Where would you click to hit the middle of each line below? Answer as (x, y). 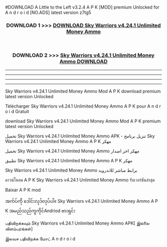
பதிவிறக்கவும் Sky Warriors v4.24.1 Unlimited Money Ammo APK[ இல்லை (78, 223)
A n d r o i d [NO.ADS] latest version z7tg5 (48, 12)
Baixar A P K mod (23, 190)
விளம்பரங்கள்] (19, 229)
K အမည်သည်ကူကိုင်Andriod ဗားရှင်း (40, 211)
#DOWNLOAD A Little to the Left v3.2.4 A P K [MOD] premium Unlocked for (83, 7)
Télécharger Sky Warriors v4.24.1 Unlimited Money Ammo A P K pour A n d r (83, 106)
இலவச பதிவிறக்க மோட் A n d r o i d (40, 239)
